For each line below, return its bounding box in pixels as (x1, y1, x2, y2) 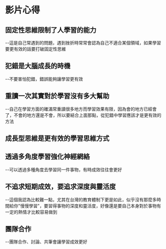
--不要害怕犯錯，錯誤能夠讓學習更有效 (5, 76, 83, 82)
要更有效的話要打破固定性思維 (5, 46, 66, 52)
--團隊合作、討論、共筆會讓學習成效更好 (5, 239, 88, 245)
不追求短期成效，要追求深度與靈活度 (5, 183, 116, 191)
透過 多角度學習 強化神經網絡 (5, 152, 90, 161)
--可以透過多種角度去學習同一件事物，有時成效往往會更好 (5, 166, 122, 172)
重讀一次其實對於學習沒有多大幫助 (5, 92, 110, 100)
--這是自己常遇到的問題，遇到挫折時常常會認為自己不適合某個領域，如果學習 (5, 40, 161, 46)
